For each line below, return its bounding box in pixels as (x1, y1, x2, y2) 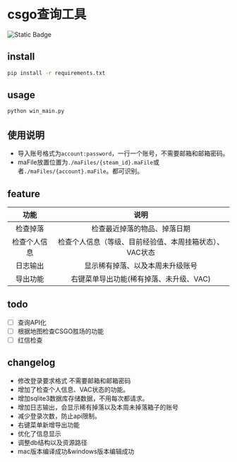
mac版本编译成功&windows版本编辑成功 (17, 446, 135, 456)
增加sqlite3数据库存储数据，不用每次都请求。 (17, 393, 149, 403)
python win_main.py (7, 107, 65, 115)
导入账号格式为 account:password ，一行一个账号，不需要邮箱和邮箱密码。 (17, 149, 229, 158)
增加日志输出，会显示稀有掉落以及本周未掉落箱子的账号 (17, 403, 178, 411)
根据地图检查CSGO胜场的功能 (17, 326, 104, 336)
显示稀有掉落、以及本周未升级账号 (84, 261, 197, 271)
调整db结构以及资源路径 (17, 438, 87, 446)
